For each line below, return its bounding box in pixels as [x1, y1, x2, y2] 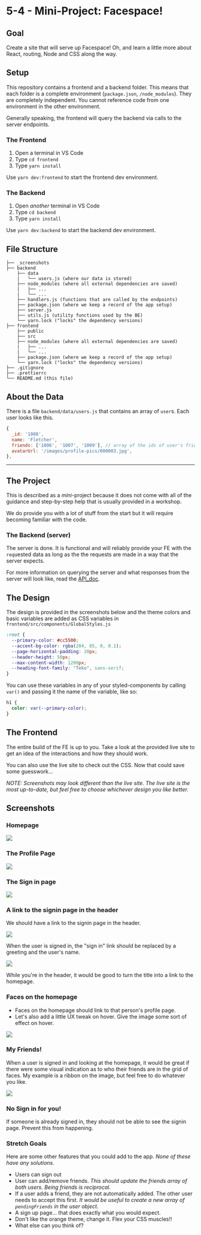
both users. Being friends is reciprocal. [14, 1183, 111, 1191]
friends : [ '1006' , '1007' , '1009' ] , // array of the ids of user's [11, 442, 184, 448]
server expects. [6, 557, 45, 564]
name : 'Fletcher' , [11, 437, 58, 443]
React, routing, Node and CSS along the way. [6, 50, 118, 58]
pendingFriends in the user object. [14, 1203, 99, 1210]
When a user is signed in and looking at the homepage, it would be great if [6, 1059, 190, 1066]
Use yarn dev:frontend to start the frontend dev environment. [6, 174, 159, 181]
